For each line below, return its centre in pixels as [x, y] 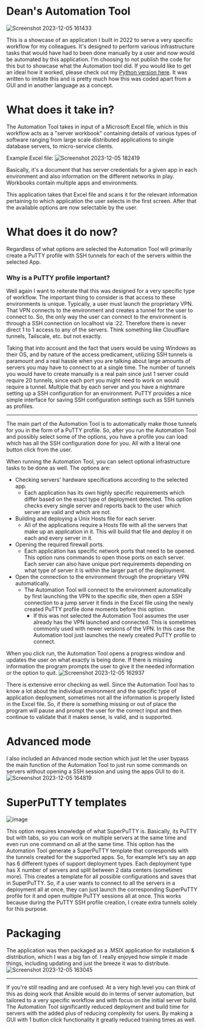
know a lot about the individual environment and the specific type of [92, 691]
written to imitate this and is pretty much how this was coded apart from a [99, 79]
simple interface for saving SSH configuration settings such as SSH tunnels [100, 400]
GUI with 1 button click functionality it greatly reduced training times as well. [101, 1019]
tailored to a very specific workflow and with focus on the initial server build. [102, 1000]
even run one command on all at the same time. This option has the [90, 844]
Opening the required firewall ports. [59, 545]
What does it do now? [62, 232]
